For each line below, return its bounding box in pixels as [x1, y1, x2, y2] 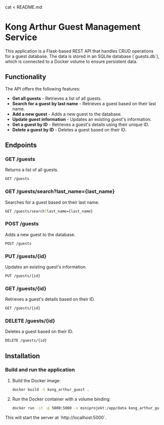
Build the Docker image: [12, 377, 61, 383]
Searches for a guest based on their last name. [5, 199, 99, 205]
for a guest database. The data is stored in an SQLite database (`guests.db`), [5, 53, 160, 59]
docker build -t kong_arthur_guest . [12, 387, 90, 392]
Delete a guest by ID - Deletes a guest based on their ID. [12, 126, 126, 132]
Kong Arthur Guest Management [5, 22, 141, 32]
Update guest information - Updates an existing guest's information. [12, 116, 152, 122]
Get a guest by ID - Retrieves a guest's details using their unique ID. [12, 121, 149, 127]
